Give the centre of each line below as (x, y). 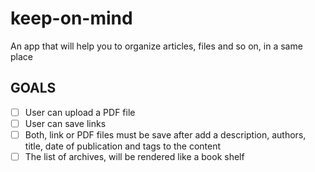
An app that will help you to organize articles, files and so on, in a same (156, 46)
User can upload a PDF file (80, 112)
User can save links (65, 123)
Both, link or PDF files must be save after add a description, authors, (165, 134)
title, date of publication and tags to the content (123, 146)
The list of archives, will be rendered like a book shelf (134, 156)
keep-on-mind (71, 18)
